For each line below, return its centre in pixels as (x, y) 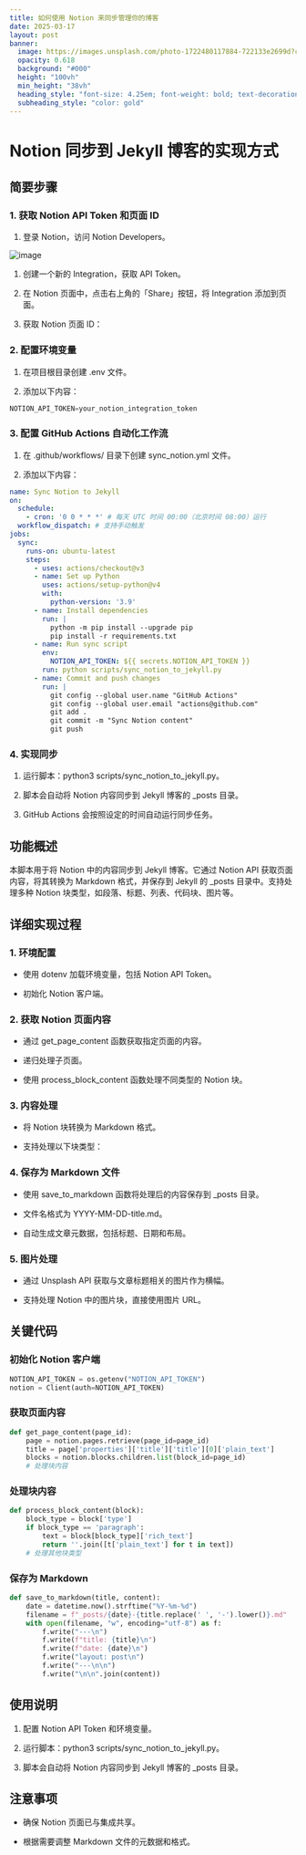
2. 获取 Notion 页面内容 (61, 1019)
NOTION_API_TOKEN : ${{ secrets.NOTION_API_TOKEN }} (150, 662)
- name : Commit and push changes (97, 678)
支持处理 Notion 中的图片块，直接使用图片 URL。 (114, 1300)
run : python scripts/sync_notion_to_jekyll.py (132, 670)
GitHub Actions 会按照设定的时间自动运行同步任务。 (120, 815)
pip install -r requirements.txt (113, 636)
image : (30, 52)
